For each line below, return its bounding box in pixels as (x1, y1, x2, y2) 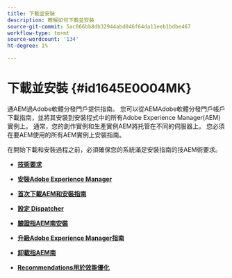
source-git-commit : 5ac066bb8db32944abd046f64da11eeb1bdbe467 (7, 23, 191, 30)
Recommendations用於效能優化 (17, 263, 110, 271)
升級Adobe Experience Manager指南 (17, 234, 125, 242)
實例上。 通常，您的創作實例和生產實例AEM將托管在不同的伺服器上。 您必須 (7, 122, 225, 130)
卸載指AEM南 (17, 248, 56, 257)
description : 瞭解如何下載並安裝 (7, 17, 95, 24)
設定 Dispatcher (17, 204, 64, 212)
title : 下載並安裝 (7, 10, 56, 17)
